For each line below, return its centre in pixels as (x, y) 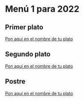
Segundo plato (28, 54)
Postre (15, 82)
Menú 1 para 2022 (42, 9)
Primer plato (24, 27)
